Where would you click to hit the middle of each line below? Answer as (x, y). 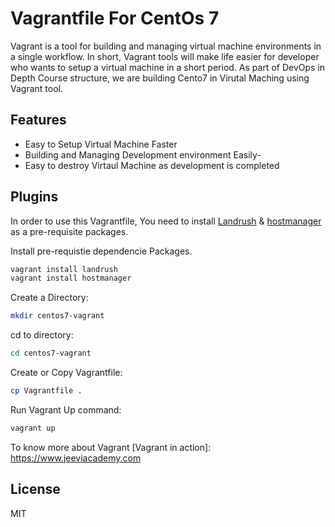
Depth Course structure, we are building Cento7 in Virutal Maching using (160, 78)
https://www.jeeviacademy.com (76, 458)
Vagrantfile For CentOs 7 (115, 18)
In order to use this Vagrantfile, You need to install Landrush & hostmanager (166, 221)
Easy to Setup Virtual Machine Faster (101, 144)
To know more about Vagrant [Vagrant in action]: (111, 447)
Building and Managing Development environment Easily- (143, 154)
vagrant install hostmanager (71, 278)
